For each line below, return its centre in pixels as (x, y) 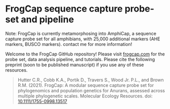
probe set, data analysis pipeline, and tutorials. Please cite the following (80, 59)
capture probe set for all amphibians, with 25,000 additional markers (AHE (83, 39)
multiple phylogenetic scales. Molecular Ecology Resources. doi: (85, 96)
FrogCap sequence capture (64, 9)
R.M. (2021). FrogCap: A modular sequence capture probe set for (86, 85)
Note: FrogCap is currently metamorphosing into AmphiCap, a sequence (81, 33)
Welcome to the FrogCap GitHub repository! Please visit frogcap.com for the (85, 54)
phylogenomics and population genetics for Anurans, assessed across (91, 90)
